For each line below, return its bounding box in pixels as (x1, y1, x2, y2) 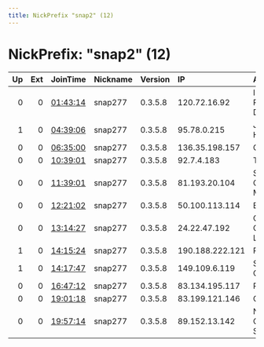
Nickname (93, 74, 133, 85)
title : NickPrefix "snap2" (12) (8, 11, 114, 20)
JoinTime (50, 74, 86, 85)
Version (140, 74, 170, 85)
